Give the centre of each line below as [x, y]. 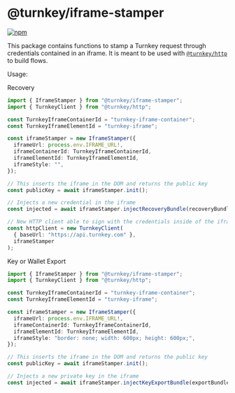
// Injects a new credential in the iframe [72, 203]
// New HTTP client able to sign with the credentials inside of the [111, 222]
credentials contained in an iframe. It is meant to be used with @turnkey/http [117, 53]
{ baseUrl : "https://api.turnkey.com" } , [75, 235]
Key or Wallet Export [37, 261]
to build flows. [28, 60]
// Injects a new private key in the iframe [73, 376]
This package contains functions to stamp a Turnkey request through [107, 45]
